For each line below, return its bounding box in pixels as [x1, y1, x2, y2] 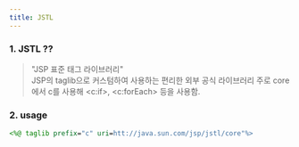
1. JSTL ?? [9, 42, 54, 54]
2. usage [9, 109, 48, 121]
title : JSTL [9, 12, 54, 22]
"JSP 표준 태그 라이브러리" [30, 63, 124, 74]
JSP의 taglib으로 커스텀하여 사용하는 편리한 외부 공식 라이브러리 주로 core [30, 75, 290, 86]
